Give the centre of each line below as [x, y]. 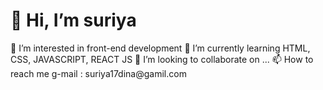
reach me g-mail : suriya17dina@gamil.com [98, 73]
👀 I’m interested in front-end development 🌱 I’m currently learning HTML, [160, 48]
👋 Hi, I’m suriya [73, 20]
